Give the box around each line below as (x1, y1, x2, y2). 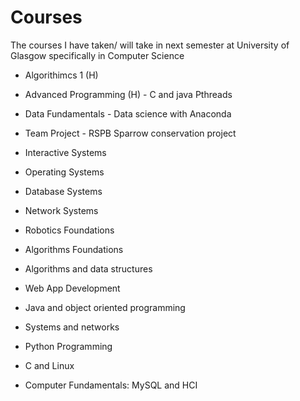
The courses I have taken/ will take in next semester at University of (10, 39, 290, 51)
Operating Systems (24, 166, 105, 178)
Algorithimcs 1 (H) (24, 69, 99, 81)
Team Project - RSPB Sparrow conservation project (24, 127, 237, 139)
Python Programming (24, 340, 113, 352)
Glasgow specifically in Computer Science (10, 49, 185, 61)
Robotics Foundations (24, 224, 115, 236)
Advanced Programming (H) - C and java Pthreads (24, 88, 233, 100)
